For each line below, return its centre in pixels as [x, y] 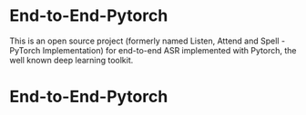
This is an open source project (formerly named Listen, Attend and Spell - [147, 41]
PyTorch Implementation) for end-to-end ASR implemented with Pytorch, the [153, 50]
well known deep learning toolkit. [71, 60]
